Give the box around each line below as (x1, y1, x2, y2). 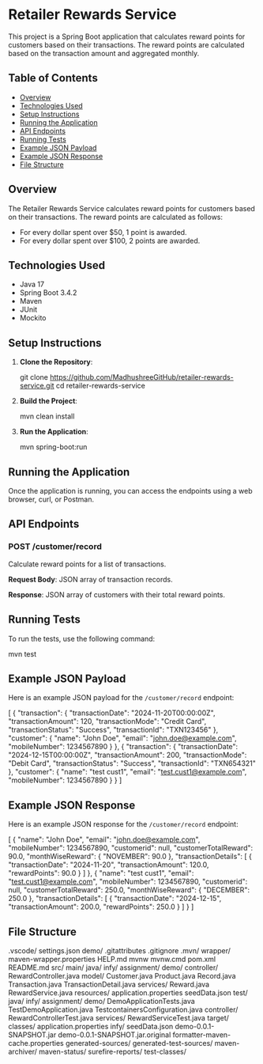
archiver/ (8, 1047, 38, 1056)
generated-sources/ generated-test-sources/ (66, 1038, 213, 1047)
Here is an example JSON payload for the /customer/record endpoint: (8, 693, 235, 702)
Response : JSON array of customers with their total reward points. (8, 589, 226, 599)
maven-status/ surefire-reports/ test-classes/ (39, 1047, 187, 1056)
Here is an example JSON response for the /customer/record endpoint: (8, 820, 239, 829)
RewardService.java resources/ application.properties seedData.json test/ (8, 987, 249, 998)
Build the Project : (19, 396, 77, 406)
